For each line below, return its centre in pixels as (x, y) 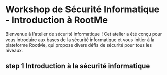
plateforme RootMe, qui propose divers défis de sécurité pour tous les (79, 45)
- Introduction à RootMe (57, 20)
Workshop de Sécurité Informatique (82, 9)
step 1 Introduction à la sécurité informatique (78, 66)
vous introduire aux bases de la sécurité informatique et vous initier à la (80, 40)
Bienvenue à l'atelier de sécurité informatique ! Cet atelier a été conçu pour (84, 34)
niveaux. (14, 50)
